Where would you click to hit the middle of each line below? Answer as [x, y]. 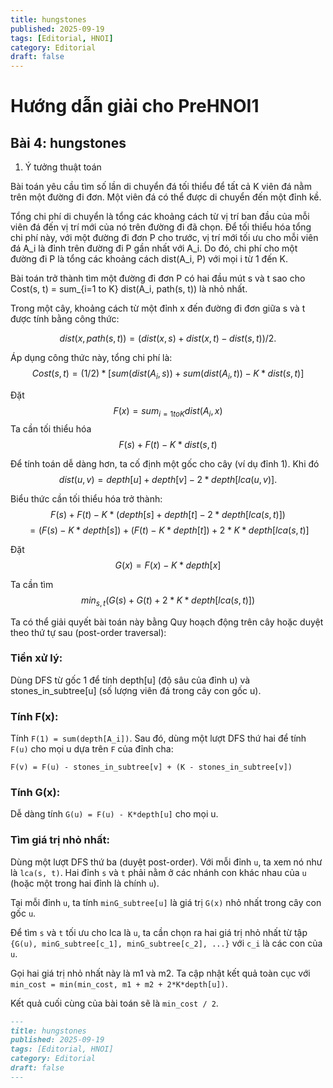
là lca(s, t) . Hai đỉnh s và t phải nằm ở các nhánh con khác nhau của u [158, 872]
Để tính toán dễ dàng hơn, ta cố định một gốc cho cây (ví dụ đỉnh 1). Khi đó [165, 463]
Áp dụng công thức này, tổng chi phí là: [91, 358]
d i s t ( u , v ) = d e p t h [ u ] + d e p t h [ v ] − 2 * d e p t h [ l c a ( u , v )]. [168, 479]
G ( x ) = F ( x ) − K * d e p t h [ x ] [168, 565]
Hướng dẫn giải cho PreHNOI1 [135, 106]
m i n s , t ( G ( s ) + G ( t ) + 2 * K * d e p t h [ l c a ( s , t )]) [168, 601]
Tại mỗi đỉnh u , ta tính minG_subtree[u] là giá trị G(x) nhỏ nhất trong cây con [166, 902]
